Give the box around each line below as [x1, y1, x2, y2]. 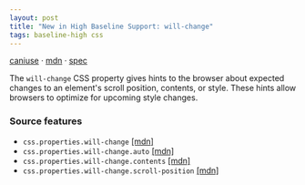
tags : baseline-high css [9, 30, 104, 39]
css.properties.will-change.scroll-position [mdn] [22, 165, 219, 176]
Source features [9, 115, 83, 128]
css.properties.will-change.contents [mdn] [22, 155, 191, 166]
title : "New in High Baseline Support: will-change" [9, 22, 214, 31]
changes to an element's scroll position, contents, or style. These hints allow [9, 83, 297, 94]
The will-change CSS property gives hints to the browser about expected [9, 73, 285, 84]
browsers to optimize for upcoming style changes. [9, 92, 198, 103]
